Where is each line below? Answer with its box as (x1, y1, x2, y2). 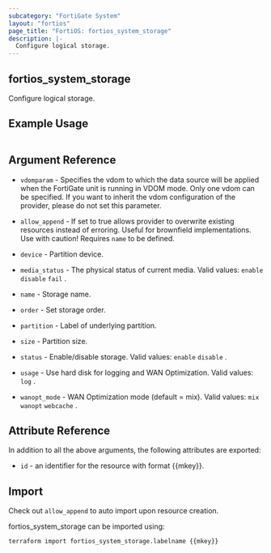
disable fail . (19, 273, 67, 283)
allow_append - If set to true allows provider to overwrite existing (19, 216, 235, 226)
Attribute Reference (8, 423, 111, 437)
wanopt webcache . (19, 400, 78, 410)
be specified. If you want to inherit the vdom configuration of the (19, 192, 236, 202)
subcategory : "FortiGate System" (8, 11, 121, 20)
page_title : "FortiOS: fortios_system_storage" (8, 27, 172, 35)
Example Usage (8, 117, 89, 130)
